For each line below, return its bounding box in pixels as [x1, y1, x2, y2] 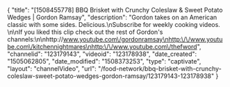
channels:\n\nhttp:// [7, 35, 64, 43]
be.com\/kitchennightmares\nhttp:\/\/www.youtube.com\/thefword [7, 43, 197, 50]
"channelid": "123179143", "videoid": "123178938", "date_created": [7, 50, 197, 58]
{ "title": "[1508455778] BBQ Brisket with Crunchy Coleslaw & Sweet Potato [7, 6, 223, 14]
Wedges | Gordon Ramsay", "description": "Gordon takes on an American [7, 13, 217, 21]
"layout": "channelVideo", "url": [7, 65, 97, 72]
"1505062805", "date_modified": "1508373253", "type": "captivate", [7, 57, 202, 65]
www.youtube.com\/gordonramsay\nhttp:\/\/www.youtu [63, 35, 223, 43]
